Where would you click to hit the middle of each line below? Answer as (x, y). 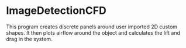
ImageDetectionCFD (56, 11)
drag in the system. (29, 39)
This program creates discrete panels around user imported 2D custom (92, 27)
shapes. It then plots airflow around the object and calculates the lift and (93, 32)
